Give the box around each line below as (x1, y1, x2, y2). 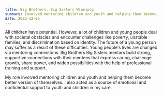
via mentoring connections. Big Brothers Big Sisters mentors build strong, (5, 50, 151, 55)
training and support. (5, 65, 47, 71)
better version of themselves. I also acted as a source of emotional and (5, 80, 147, 85)
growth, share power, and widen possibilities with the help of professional (5, 60, 152, 66)
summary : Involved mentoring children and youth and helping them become (5, 12, 157, 16)
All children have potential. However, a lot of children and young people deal (5, 29, 157, 35)
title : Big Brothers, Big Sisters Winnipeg (5, 7, 94, 12)
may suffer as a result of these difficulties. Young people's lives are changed (5, 44, 158, 51)
